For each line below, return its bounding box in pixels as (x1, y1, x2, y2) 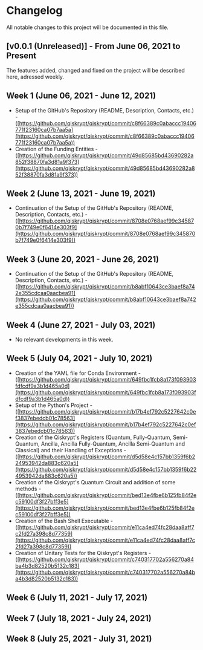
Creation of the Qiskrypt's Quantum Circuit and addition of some (14, 478, 176, 486)
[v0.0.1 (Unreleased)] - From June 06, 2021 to (6, 41, 181, 51)
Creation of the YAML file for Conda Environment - (14, 369, 141, 377)
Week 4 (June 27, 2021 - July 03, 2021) (6, 320, 156, 330)
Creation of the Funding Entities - (14, 145, 98, 152)
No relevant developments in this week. (14, 336, 114, 343)
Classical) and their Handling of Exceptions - (14, 446, 127, 453)
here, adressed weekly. (6, 73, 65, 80)
